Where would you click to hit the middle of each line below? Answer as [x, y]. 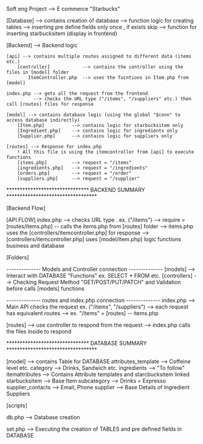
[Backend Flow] [26, 208]
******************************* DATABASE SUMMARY [77, 343]
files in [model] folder [38, 72]
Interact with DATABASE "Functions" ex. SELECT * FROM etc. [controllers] [99, 275]
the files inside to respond [39, 331]
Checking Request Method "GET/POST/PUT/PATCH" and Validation [97, 282]
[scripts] [17, 405]
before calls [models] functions [46, 289]
